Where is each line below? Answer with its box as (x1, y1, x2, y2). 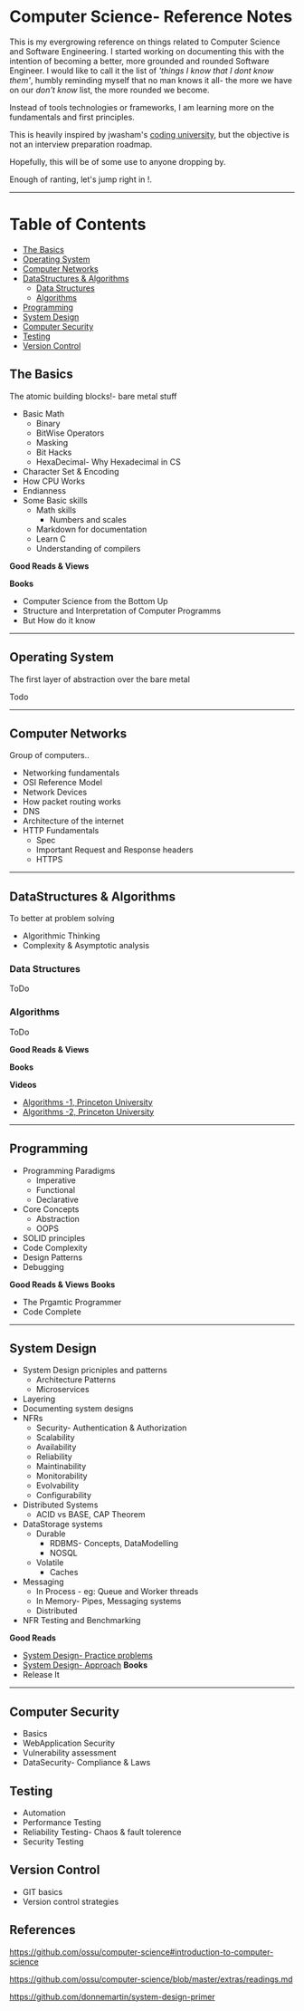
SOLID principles (22, 1232, 86, 1243)
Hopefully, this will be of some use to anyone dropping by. (9, 156, 226, 167)
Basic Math (22, 408, 65, 419)
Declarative (35, 1194, 79, 1205)
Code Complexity (22, 1242, 88, 1253)
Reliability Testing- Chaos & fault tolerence (22, 1826, 182, 1837)
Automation (22, 1807, 66, 1818)
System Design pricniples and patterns (22, 1365, 167, 1376)
